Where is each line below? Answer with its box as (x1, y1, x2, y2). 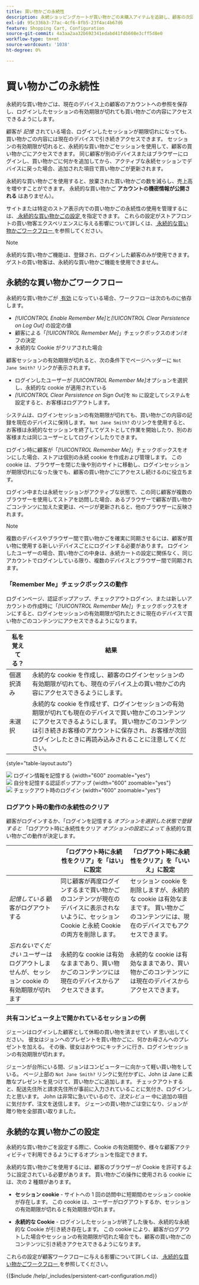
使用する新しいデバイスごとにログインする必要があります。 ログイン (21, 542, 189, 549)
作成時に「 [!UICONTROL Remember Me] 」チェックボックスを (31, 602, 183, 609)
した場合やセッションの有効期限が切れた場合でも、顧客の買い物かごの (20, 1233, 191, 1241)
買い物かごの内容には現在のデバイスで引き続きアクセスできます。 (6, 135, 166, 142)
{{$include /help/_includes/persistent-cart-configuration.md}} (6, 1273, 158, 1280)
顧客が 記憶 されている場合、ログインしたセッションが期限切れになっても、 (6, 128, 190, 135)
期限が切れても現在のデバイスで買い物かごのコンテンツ (32, 708, 186, 717)
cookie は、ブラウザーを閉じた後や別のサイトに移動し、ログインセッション (6, 461, 190, 468)
